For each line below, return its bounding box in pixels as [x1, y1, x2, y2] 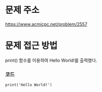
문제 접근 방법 [5, 40, 58, 51]
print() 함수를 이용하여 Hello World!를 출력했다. [5, 57, 98, 63]
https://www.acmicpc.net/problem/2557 [5, 21, 88, 27]
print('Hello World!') [5, 83, 52, 88]
